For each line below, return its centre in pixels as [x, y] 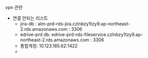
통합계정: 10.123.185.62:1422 [49, 46]
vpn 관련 [14, 7]
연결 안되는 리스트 [30, 18]
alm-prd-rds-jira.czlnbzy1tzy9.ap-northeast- [84, 24]
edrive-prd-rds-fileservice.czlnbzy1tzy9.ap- [97, 35]
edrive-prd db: [35, 35]
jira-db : [28, 24]
